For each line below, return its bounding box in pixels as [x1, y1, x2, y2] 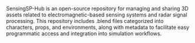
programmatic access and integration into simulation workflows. [6, 30, 162, 37]
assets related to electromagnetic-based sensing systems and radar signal [6, 11, 187, 18]
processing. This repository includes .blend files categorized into [6, 18, 164, 24]
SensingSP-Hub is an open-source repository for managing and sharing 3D [6, 5, 189, 12]
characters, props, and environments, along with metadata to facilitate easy [6, 24, 190, 31]
